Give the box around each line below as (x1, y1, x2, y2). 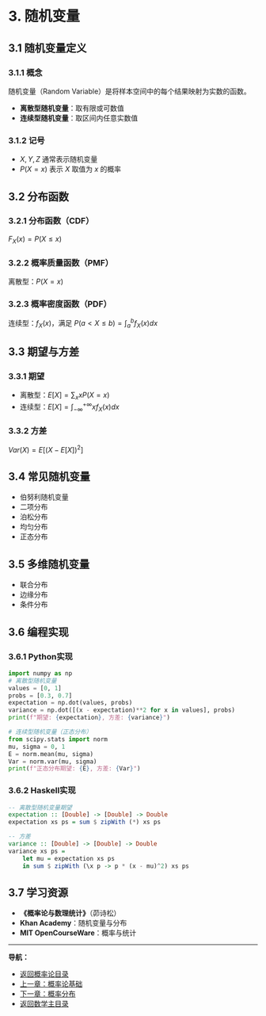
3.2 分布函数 (8, 189, 70, 203)
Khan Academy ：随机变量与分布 (19, 919, 127, 928)
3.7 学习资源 (8, 885, 69, 900)
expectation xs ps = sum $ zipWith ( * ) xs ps (8, 818, 161, 827)
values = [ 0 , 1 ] (8, 684, 62, 692)
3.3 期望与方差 (8, 346, 80, 359)
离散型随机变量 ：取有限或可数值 (19, 103, 124, 113)
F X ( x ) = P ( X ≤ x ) (8, 234, 62, 246)
